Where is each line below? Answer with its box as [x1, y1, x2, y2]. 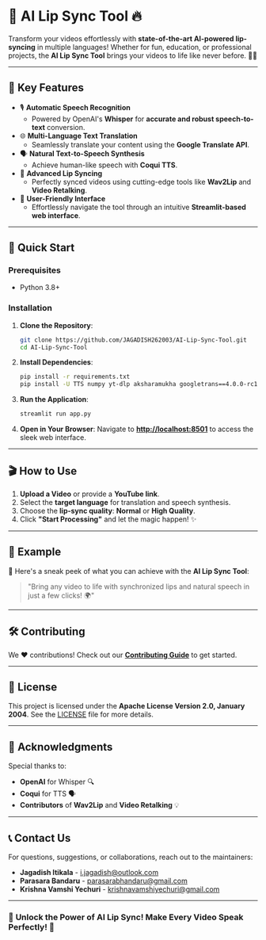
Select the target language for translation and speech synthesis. [19, 497, 231, 506]
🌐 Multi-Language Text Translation [19, 131, 139, 140]
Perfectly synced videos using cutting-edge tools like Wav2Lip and [31, 177, 252, 186]
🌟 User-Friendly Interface [19, 193, 106, 203]
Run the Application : [19, 395, 89, 404]
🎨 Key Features [8, 81, 85, 94]
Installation [8, 303, 53, 314]
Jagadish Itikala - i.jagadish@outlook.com [19, 867, 159, 877]
